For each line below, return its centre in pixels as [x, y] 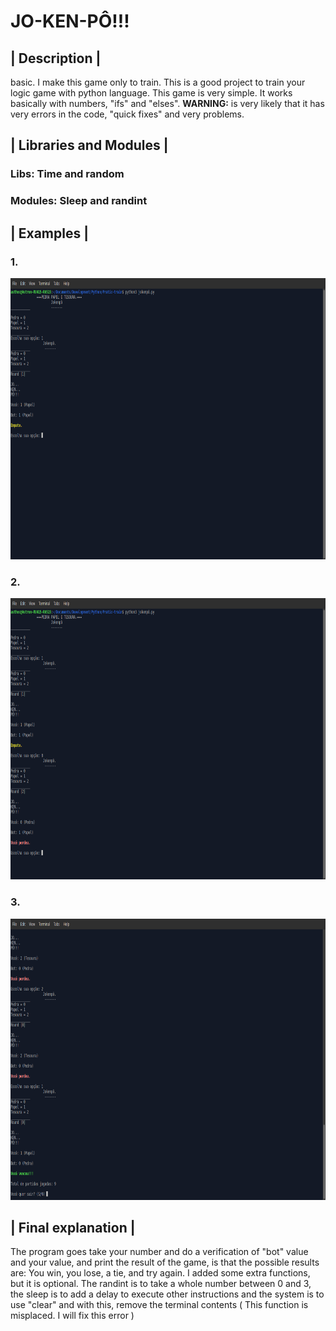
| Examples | [50, 233]
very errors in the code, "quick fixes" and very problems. [127, 114]
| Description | [56, 58]
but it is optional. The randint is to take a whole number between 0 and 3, [161, 1284]
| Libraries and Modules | [89, 145]
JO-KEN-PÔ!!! [70, 21]
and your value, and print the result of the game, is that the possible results [165, 1262]
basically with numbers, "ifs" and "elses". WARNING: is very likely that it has [167, 103]
